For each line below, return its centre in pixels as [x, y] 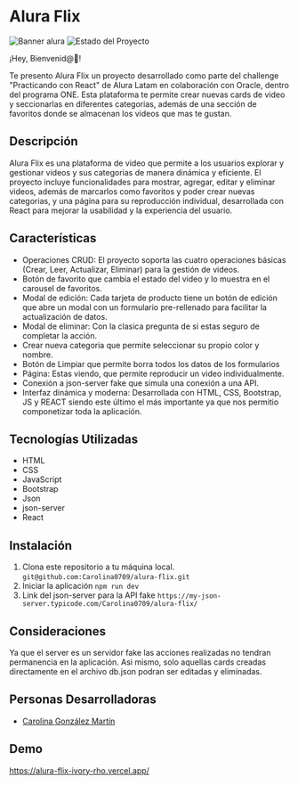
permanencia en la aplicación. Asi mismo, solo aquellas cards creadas [138, 662]
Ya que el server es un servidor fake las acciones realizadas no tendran [140, 653]
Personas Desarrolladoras [83, 700]
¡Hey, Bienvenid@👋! [45, 58]
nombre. [37, 355]
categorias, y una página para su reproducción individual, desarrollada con [147, 200]
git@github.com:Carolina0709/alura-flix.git [106, 577]
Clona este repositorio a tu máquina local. [98, 567]
